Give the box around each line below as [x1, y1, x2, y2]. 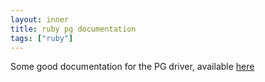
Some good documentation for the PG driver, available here [10, 61, 255, 73]
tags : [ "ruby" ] [10, 33, 74, 43]
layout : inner [10, 14, 70, 25]
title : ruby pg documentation [10, 24, 137, 34]
